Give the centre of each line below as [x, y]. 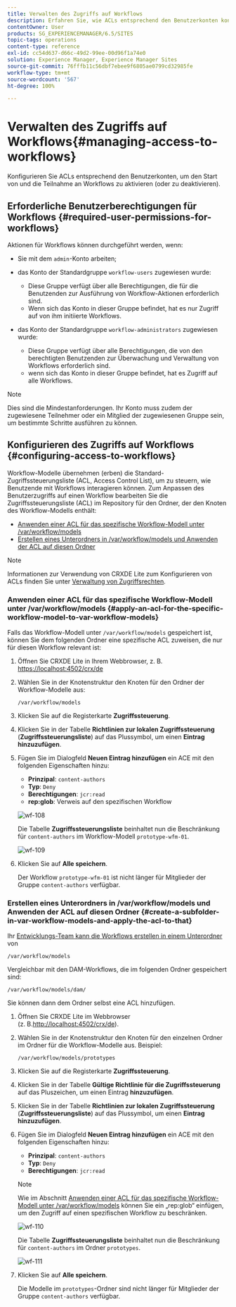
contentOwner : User [36, 27]
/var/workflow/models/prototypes [66, 1058]
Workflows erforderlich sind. [69, 366]
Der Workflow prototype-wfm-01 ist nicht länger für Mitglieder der [112, 877]
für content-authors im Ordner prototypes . [79, 1248]
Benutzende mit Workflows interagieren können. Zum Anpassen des [106, 488]
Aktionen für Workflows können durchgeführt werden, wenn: [95, 245]
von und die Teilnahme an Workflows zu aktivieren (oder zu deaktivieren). [114, 184]
